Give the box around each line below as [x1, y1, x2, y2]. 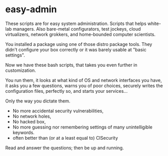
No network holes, [12, 113, 52, 119]
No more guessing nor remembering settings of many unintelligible [12, 124, 153, 130]
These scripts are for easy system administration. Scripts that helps [5, 20, 147, 27]
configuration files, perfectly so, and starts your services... [5, 88, 128, 94]
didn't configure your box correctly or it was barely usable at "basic [5, 46, 147, 53]
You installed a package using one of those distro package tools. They [5, 41, 152, 47]
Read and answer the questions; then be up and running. [5, 144, 124, 151]
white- [147, 20, 161, 27]
